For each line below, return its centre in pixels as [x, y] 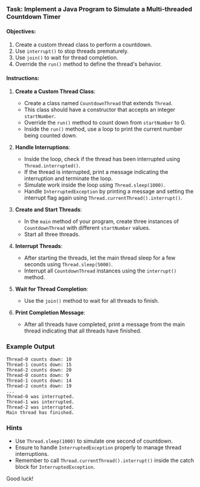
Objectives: [21, 31]
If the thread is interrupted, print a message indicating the [96, 172]
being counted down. [51, 136]
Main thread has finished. [40, 412]
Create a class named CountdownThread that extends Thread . [98, 103]
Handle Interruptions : [43, 147]
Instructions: [23, 78]
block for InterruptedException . [55, 466]
